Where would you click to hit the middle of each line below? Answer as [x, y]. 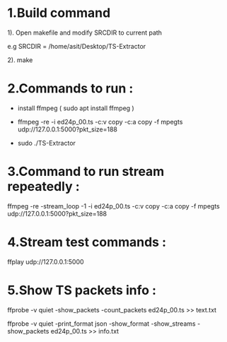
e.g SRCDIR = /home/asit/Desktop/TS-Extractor [77, 46]
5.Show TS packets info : [82, 290]
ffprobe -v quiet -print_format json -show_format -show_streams [101, 324]
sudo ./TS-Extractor [47, 143]
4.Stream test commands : [87, 242]
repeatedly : [43, 187]
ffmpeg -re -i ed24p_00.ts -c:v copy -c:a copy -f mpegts [100, 122]
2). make [20, 60]
